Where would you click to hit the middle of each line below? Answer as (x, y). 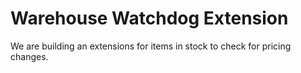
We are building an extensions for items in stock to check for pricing (151, 46)
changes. (29, 56)
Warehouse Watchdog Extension (149, 18)
